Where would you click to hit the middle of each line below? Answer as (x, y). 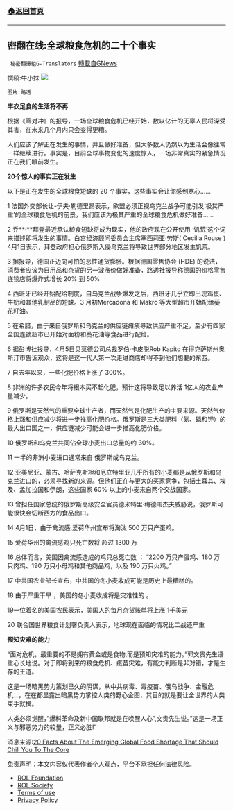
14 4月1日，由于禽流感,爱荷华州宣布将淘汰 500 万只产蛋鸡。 (93, 528)
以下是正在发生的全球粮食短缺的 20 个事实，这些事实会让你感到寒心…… (109, 191)
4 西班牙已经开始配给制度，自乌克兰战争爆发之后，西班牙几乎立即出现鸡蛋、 (116, 293)
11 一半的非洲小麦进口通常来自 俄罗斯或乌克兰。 (75, 458)
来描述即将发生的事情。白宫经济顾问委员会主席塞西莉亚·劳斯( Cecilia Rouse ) (116, 238)
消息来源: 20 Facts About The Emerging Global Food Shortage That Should (113, 742)
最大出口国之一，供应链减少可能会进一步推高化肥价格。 (86, 428)
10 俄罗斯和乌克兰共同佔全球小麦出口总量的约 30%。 (83, 443)
